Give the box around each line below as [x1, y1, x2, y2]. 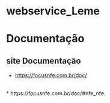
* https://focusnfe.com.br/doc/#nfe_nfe [6, 90, 104, 97]
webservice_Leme [6, 4, 100, 18]
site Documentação [6, 55, 81, 66]
